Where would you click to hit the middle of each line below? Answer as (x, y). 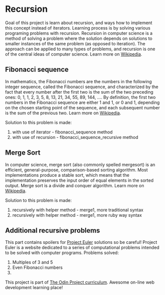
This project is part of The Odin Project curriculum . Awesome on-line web (80, 282)
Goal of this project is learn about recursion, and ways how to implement (79, 23)
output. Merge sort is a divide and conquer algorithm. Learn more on (75, 185)
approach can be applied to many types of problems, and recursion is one (80, 49)
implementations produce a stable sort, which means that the (67, 175)
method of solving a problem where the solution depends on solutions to (79, 38)
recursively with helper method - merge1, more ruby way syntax (77, 215)
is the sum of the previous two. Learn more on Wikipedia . (63, 113)
